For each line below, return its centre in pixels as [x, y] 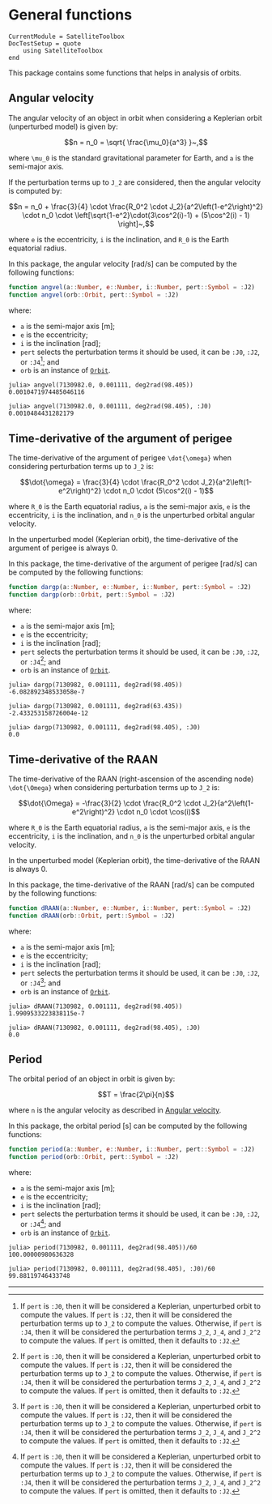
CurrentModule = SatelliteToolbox [67, 36]
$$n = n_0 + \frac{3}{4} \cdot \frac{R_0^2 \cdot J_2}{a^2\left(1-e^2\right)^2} [136, 206]
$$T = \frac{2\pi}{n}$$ [136, 1095]
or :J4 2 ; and [40, 660]
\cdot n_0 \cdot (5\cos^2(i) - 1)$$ [159, 490]
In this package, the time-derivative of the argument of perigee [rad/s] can [133, 563]
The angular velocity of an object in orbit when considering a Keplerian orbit [136, 117]
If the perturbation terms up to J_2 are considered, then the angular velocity [135, 182]
